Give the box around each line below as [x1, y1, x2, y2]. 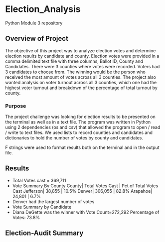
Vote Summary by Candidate [12, 204, 72, 210]
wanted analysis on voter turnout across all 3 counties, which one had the [5, 79, 157, 85]
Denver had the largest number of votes [12, 198, 95, 205]
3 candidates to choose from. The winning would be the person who [5, 69, 146, 75]
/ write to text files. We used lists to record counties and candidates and [5, 129, 153, 135]
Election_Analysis [5, 3, 81, 15]
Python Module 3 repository [5, 20, 63, 26]
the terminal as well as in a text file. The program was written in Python [5, 119, 151, 125]
